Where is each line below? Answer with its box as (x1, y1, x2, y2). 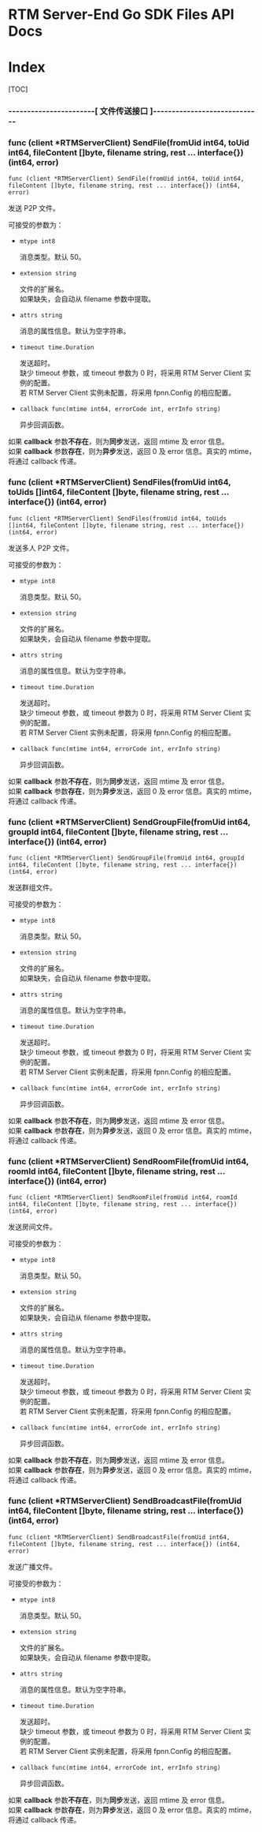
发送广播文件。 (8, 1561, 57, 1572)
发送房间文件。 (8, 1222, 57, 1232)
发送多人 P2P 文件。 (8, 543, 74, 553)
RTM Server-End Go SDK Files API (8, 6, 234, 24)
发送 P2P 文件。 (8, 204, 61, 213)
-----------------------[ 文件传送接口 (8, 106, 149, 117)
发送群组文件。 (8, 882, 57, 892)
